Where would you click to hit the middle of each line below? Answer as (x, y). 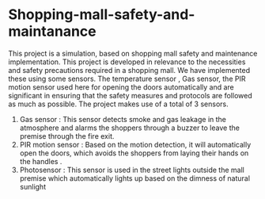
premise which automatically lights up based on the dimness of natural (135, 178)
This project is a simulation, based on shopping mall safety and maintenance (133, 53)
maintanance (52, 31)
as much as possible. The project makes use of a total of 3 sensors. (118, 104)
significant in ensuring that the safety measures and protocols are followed (130, 95)
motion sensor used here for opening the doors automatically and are (121, 87)
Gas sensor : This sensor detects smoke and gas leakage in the (123, 119)
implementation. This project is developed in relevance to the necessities (127, 62)
